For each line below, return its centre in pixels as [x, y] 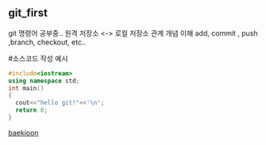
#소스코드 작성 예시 [38, 58]
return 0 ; [31, 110]
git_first [28, 13]
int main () [26, 88]
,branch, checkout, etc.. [47, 42]
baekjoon [23, 132]
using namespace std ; [44, 81]
